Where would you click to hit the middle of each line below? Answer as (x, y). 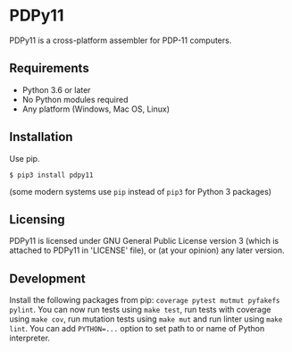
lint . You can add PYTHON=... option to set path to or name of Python (137, 329)
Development (48, 278)
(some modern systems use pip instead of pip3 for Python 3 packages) (141, 191)
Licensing (37, 219)
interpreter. (30, 338)
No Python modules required (75, 99)
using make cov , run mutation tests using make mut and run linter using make (146, 319)
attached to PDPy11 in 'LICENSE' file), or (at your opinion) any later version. (147, 250)
